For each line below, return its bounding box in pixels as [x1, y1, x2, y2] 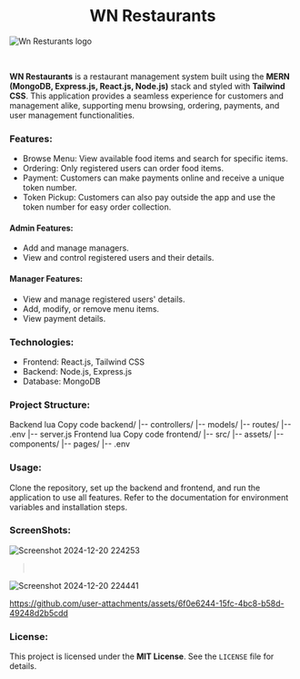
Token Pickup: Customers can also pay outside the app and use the [22, 192, 275, 203]
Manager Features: [9, 273, 84, 284]
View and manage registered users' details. [22, 293, 185, 304]
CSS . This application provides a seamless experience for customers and [9, 90, 285, 101]
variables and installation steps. [9, 501, 128, 512]
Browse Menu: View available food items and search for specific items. [22, 153, 288, 164]
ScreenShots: [9, 524, 71, 537]
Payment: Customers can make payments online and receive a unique [22, 172, 285, 183]
